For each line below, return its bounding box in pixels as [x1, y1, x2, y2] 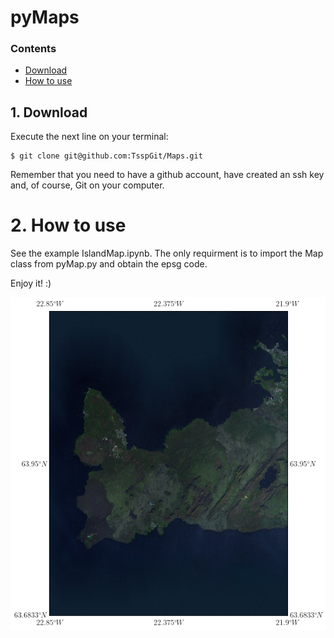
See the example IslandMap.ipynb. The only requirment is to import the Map [10, 247, 324, 260]
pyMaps [10, 6, 80, 29]
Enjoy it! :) [10, 277, 52, 290]
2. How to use [10, 214, 127, 237]
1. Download [10, 104, 88, 121]
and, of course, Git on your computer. [10, 179, 165, 191]
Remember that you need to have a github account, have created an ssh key [10, 169, 325, 181]
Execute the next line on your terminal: [10, 131, 169, 143]
